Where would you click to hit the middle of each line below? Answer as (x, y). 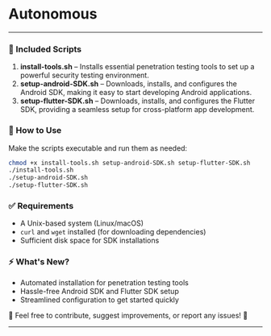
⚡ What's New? (39, 262)
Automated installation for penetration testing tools (104, 282)
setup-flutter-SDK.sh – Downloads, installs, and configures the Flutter (138, 101)
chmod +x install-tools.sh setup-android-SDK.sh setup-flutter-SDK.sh (129, 163)
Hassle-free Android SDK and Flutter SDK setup (99, 291)
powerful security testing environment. (84, 75)
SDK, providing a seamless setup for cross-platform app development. (137, 110)
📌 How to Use (35, 131)
